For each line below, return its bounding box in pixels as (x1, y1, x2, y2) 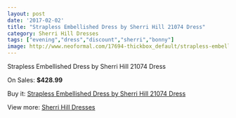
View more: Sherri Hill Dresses (7, 103, 96, 111)
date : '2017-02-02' (7, 17, 65, 24)
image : (7, 43, 27, 50)
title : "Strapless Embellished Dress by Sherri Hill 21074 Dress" (7, 23, 206, 30)
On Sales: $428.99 (7, 76, 63, 84)
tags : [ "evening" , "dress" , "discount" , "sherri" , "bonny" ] (7, 37, 174, 44)
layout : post (7, 10, 46, 18)
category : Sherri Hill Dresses (7, 29, 99, 37)
